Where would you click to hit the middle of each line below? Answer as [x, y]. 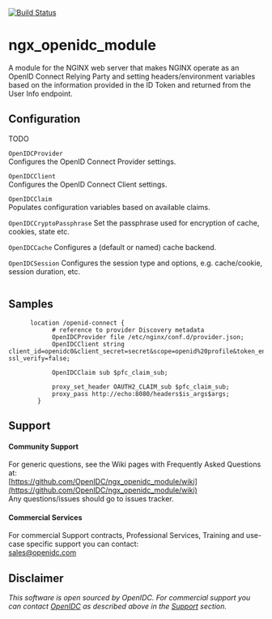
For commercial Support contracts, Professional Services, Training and [126, 535]
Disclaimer [36, 578]
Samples [31, 304]
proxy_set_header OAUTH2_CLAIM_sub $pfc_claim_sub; [140, 387]
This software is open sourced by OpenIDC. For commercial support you [130, 598]
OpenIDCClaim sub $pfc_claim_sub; [110, 372]
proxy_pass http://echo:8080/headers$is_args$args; [140, 393]
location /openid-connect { [77, 323]
